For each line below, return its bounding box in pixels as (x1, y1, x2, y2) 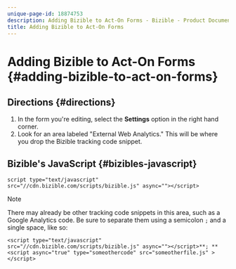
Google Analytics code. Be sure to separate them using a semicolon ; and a (7, 216, 226, 225)
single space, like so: (7, 223, 68, 232)
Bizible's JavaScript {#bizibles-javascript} (7, 157, 197, 169)
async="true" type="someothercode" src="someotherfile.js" (32, 249, 209, 256)
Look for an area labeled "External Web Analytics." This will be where (17, 130, 218, 138)
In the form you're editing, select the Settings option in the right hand (17, 115, 219, 124)
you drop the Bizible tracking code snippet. (17, 138, 143, 146)
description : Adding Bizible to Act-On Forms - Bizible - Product (7, 17, 206, 24)
